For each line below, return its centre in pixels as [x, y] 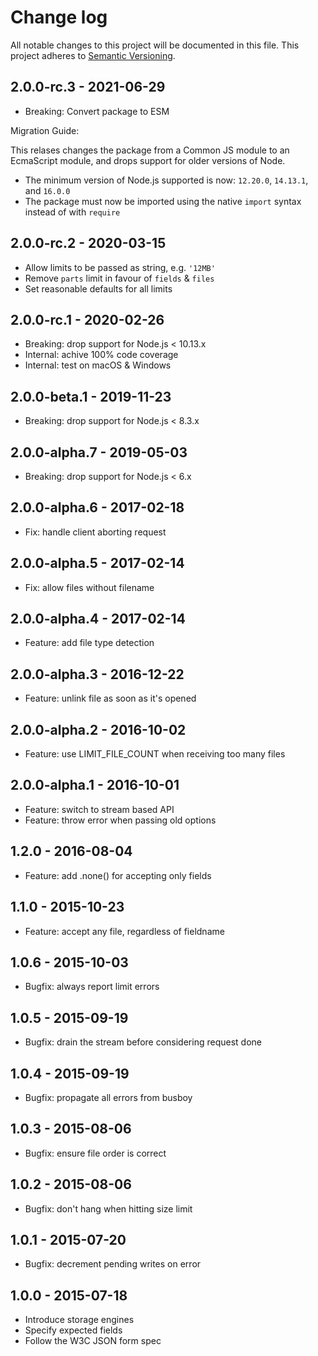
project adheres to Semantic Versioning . [93, 55]
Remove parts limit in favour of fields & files [119, 278]
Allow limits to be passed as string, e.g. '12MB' [120, 267]
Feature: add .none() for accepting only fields [118, 875]
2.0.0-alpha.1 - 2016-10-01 [95, 785]
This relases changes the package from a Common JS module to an [150, 150]
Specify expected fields [73, 1330]
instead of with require [72, 212]
